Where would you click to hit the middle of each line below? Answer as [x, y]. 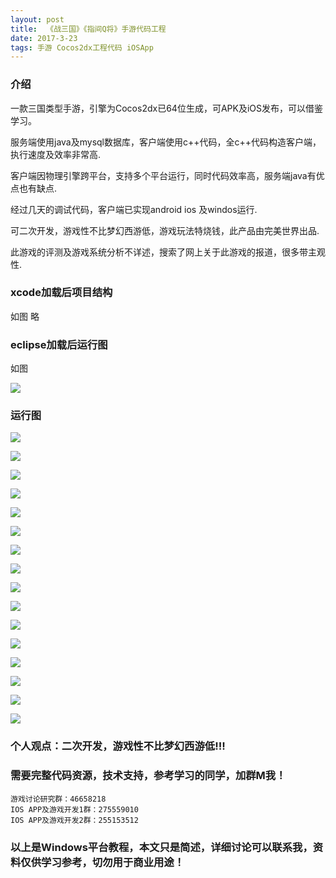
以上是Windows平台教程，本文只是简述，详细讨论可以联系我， [161, 847]
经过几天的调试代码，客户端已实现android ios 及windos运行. [134, 209]
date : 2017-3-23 [44, 38]
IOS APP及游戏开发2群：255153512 [74, 820]
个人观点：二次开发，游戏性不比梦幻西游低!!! [118, 746]
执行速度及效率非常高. [56, 154]
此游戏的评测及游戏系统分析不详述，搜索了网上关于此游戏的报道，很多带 [159, 252]
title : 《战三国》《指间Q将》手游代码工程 [88, 29]
